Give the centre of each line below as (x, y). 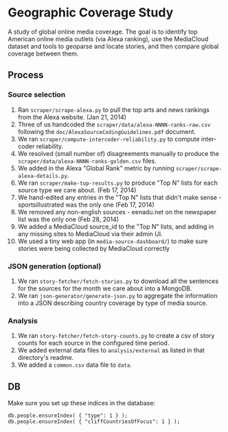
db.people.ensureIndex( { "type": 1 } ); (68, 416)
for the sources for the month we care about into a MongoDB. (105, 288)
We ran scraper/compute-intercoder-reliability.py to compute (109, 139)
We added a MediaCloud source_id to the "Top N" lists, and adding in (116, 226)
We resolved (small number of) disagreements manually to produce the (118, 153)
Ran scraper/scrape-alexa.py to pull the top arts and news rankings (114, 110)
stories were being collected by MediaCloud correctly (94, 248)
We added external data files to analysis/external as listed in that (111, 350)
